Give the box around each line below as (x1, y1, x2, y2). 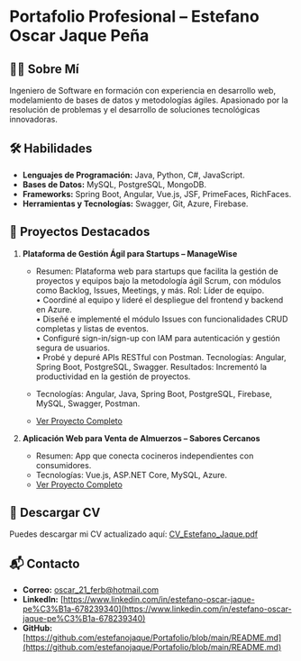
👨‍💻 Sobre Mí (9, 61, 79, 77)
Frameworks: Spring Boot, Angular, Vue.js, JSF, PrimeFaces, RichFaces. (22, 188, 292, 199)
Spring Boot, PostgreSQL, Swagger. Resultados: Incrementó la (35, 361, 268, 372)
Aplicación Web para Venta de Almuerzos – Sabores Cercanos (22, 432, 260, 443)
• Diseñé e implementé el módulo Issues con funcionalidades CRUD (35, 313, 288, 324)
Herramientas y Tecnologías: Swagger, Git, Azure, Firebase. (22, 198, 249, 209)
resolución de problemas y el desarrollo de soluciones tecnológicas (9, 104, 260, 114)
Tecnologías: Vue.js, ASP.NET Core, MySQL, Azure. (35, 469, 228, 480)
